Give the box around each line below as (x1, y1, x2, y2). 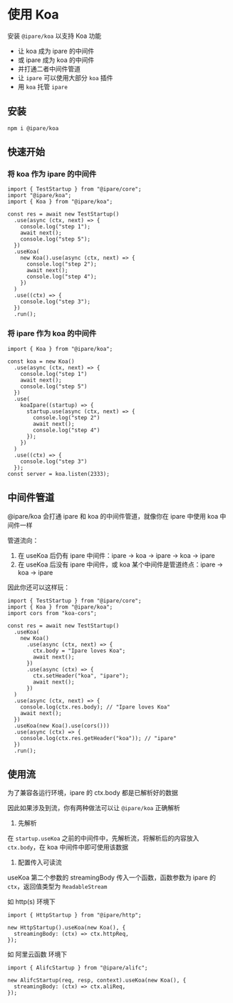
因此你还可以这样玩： (7, 583, 70, 592)
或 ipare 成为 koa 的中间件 (17, 55, 95, 64)
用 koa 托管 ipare (17, 82, 68, 91)
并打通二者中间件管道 (17, 64, 81, 73)
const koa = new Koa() (7, 358, 75, 365)
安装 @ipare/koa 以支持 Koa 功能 (7, 31, 102, 40)
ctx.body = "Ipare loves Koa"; (33, 647, 126, 654)
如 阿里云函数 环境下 (7, 950, 68, 959)
